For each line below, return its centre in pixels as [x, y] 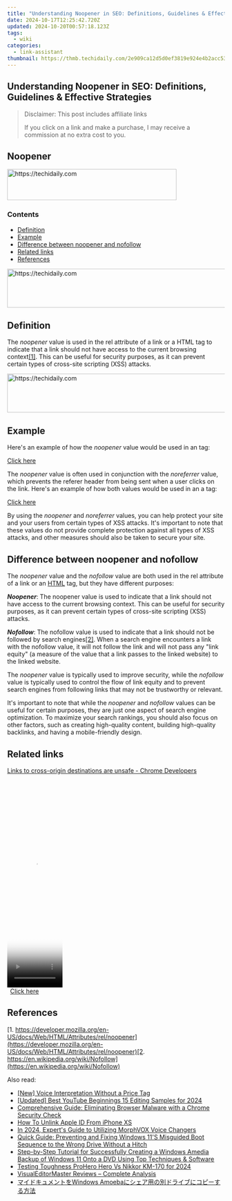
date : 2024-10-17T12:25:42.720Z [54, 20]
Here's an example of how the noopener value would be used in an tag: [109, 448]
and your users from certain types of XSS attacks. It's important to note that [115, 523]
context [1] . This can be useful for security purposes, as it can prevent [106, 357]
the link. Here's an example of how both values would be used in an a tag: [112, 489]
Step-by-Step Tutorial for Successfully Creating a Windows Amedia [113, 1151]
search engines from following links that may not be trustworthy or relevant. [115, 690]
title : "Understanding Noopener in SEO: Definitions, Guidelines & [106, 13]
